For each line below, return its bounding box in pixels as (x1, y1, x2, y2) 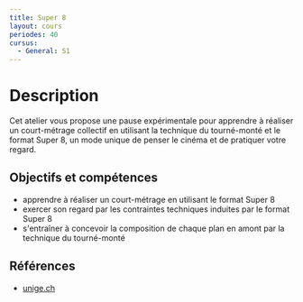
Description (9, 86, 99, 106)
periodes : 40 (9, 30, 59, 39)
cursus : (9, 38, 39, 48)
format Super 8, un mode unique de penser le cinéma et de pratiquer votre (9, 134, 287, 145)
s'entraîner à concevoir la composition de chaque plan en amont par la (22, 223, 285, 233)
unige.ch (22, 282, 56, 293)
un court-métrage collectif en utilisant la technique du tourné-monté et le (9, 125, 281, 136)
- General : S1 (17, 47, 70, 56)
